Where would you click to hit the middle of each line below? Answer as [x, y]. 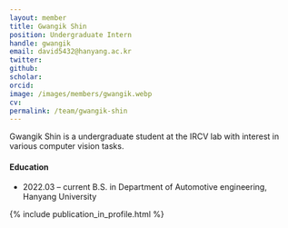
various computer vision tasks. [67, 146]
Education [29, 167]
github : [24, 69]
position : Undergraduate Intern [70, 35]
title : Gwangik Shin [49, 26]
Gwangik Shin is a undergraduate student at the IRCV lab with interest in [144, 136]
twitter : [26, 60]
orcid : [22, 85]
